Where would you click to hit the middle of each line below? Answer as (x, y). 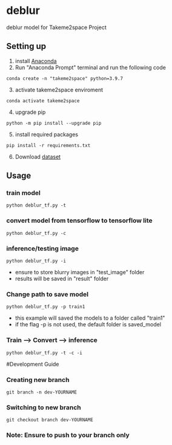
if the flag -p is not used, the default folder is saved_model (88, 325)
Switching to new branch (44, 407)
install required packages (47, 134)
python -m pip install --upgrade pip (54, 123)
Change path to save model (48, 294)
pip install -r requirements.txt (48, 145)
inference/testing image (42, 248)
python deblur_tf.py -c (36, 233)
